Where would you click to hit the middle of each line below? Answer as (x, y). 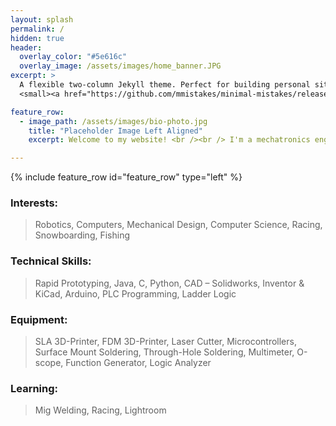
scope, (49, 363)
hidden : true (37, 38)
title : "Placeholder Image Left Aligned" (115, 131)
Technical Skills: (51, 261)
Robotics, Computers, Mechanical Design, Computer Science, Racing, (178, 225)
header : (26, 47)
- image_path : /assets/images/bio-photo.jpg (113, 121)
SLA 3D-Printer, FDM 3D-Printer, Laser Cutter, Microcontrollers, (165, 342)
